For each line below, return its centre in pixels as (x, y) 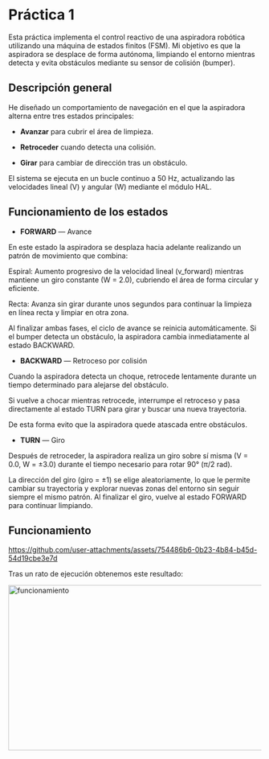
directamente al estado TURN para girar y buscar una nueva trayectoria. (128, 408)
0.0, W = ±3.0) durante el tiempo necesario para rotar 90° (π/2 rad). (120, 464)
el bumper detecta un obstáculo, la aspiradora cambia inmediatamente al (129, 336)
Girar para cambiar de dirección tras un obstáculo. (104, 162)
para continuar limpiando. (51, 505)
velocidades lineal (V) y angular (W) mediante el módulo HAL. (110, 187)
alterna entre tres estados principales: (71, 116)
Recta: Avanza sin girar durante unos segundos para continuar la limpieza (130, 304)
